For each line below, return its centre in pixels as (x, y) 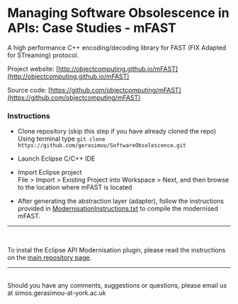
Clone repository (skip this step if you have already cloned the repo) (117, 131)
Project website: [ (33, 69)
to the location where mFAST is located (75, 187)
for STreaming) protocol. (43, 55)
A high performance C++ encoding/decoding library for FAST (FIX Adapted (117, 47)
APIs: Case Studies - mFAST (92, 28)
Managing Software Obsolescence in (118, 13)
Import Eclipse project (50, 173)
